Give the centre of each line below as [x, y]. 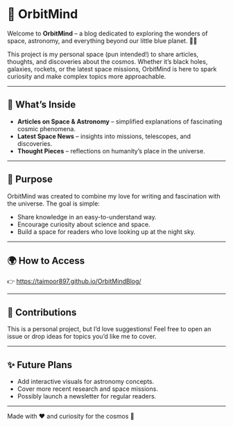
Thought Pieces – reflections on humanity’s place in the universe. [111, 151]
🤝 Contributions [42, 312]
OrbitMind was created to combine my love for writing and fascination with [114, 196]
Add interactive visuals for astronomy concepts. [86, 382]
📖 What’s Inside [42, 104]
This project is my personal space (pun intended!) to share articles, [103, 54]
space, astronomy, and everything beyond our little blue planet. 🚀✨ [102, 40]
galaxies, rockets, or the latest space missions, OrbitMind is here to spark [112, 69]
